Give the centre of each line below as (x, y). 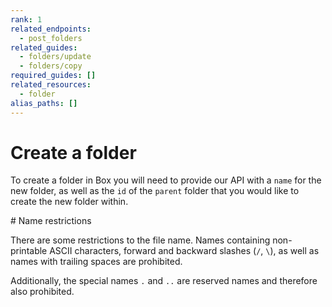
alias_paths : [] (44, 103)
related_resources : (51, 85)
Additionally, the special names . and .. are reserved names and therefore (164, 281)
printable (29, 251)
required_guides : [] (53, 76)
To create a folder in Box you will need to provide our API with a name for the (166, 180)
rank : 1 (26, 19)
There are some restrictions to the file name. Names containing (140, 240)
